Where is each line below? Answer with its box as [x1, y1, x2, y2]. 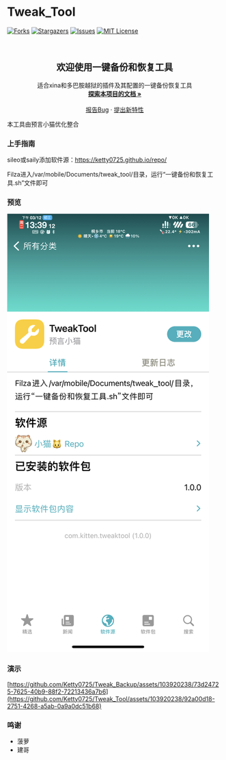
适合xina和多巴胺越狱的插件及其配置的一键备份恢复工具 [37, 81, 193, 89]
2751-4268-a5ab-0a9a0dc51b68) [7, 702, 102, 710]
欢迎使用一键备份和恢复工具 [56, 62, 173, 73]
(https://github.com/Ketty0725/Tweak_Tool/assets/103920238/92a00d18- [7, 694, 215, 702]
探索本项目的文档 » [87, 90, 142, 98]
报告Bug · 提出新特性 [85, 105, 144, 114]
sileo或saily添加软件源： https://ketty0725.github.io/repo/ [7, 155, 167, 164]
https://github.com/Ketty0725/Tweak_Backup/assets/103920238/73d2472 [9, 680, 219, 688]
